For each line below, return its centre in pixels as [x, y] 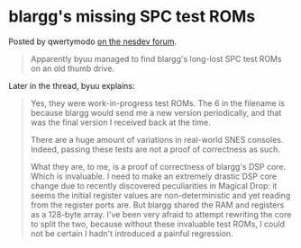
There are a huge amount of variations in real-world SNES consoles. [157, 139]
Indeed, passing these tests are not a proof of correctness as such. [155, 149]
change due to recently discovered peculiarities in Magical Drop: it [154, 185]
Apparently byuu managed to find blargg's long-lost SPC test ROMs [156, 58]
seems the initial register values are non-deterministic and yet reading [160, 195]
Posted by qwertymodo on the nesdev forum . [93, 41]
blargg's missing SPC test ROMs [132, 17]
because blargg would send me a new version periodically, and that [156, 112]
